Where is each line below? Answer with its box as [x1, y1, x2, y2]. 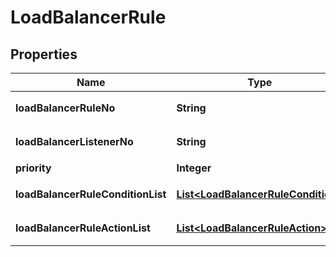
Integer [176, 161, 212, 175]
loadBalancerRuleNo [15, 101, 116, 115]
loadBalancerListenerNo [15, 135, 134, 148]
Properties [10, 46, 78, 63]
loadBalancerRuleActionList [15, 221, 151, 235]
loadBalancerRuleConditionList [15, 187, 167, 201]
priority [15, 161, 52, 175]
